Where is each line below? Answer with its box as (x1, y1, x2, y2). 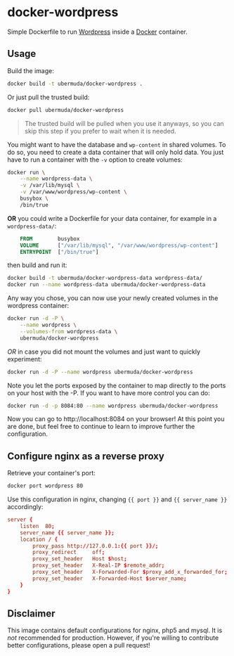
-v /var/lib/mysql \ (20, 182, 80, 189)
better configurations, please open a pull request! (7, 641, 150, 650)
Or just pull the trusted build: (7, 93, 90, 101)
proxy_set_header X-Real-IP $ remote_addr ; (32, 562, 165, 570)
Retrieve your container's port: (7, 469, 96, 477)
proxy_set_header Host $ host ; (32, 555, 128, 562)
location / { (20, 536, 58, 543)
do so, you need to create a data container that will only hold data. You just (7, 148, 224, 156)
